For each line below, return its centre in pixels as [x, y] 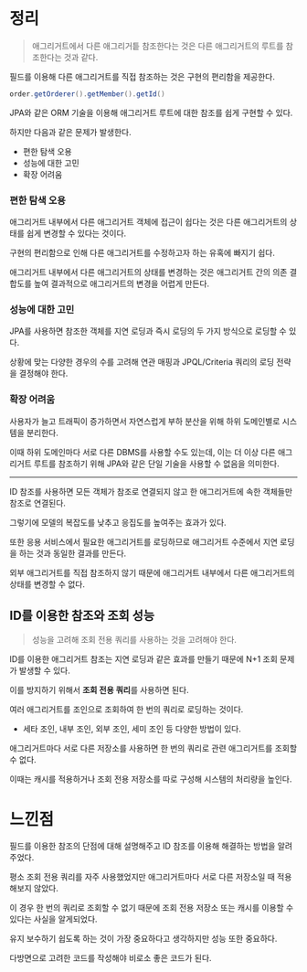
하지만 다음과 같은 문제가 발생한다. [70, 132]
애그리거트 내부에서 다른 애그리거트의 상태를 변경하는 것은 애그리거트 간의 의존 [148, 272]
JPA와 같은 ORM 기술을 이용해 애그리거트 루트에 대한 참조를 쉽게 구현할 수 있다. [151, 112]
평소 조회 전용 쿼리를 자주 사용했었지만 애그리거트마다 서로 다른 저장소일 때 [143, 877]
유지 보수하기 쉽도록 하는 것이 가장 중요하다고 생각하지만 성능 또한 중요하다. [143, 939]
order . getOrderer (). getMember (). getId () [88, 94]
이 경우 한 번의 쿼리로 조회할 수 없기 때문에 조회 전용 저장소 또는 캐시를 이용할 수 [152, 908]
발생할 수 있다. [45, 670]
